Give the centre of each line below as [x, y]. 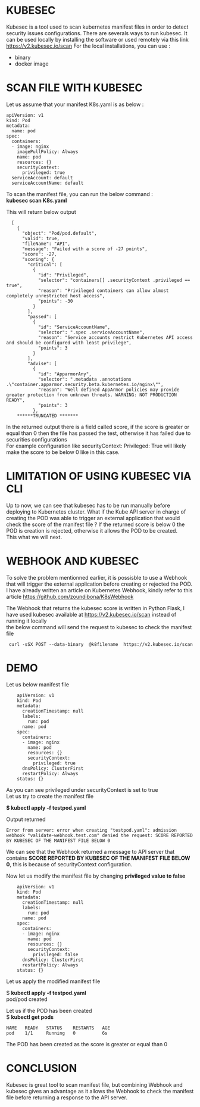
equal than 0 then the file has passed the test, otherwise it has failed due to [99, 433]
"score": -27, [40, 254]
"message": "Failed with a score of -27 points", [85, 249]
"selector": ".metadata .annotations [85, 379]
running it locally [26, 621]
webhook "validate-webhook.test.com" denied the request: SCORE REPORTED [100, 835]
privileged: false [55, 954]
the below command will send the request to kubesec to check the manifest [99, 627]
